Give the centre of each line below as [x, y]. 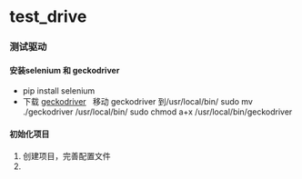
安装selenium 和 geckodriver [65, 70]
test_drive [48, 17]
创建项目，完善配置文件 [66, 155]
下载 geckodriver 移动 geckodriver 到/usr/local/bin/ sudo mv [137, 102]
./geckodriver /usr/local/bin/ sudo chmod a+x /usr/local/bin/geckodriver [157, 112]
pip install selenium [59, 91]
